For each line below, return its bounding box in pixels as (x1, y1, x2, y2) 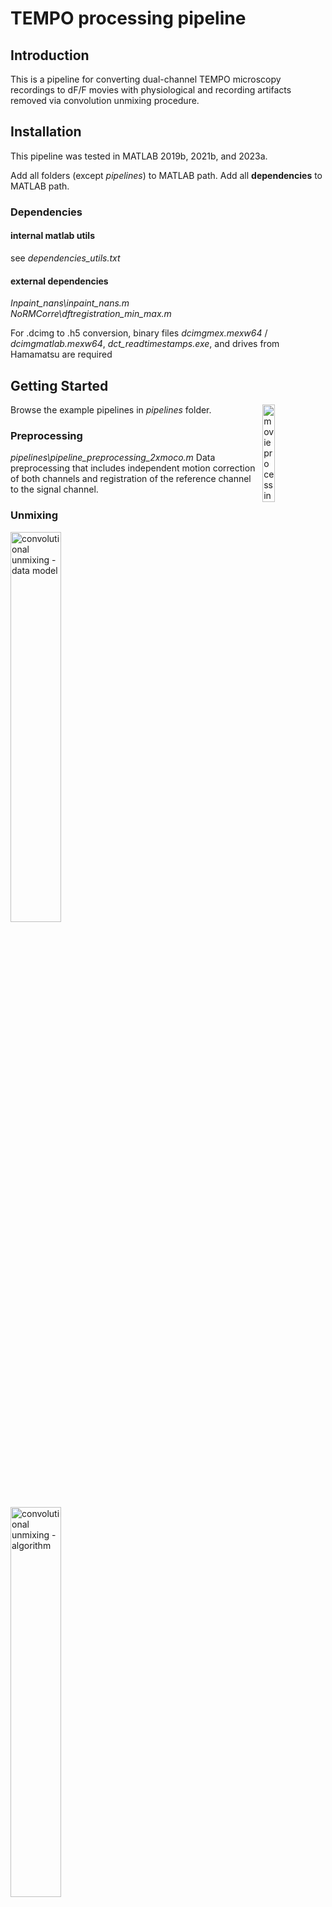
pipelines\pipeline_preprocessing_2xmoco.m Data (10, 452, 216, 464)
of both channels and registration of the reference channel (10, 473, 252, 485)
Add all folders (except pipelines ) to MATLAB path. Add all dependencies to (10, 169, 323, 181)
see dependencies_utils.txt (10, 252, 121, 264)
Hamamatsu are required (10, 348, 113, 361)
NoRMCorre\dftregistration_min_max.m (10, 308, 172, 320)
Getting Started (10, 377, 109, 394)
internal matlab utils (10, 230, 95, 242)
